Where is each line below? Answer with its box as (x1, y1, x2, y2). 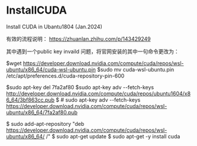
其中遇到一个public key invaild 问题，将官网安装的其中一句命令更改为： (6, 48, 179, 55)
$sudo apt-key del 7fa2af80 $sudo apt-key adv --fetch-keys (6, 83, 154, 90)
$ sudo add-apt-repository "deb (6, 120, 85, 127)
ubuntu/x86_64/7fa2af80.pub (6, 109, 78, 116)
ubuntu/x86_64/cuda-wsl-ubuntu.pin (6, 66, 96, 73)
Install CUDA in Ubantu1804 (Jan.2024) (6, 23, 102, 30)
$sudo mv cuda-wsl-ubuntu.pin (97, 66, 175, 73)
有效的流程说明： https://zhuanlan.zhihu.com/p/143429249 (6, 35, 151, 42)
